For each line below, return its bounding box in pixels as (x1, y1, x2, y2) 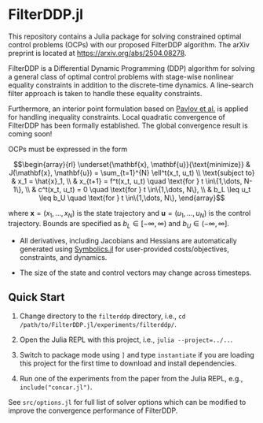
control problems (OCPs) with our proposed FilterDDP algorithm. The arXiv (8, 39, 250, 49)
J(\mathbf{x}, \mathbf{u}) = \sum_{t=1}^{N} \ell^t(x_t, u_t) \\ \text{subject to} (9, 168, 255, 177)
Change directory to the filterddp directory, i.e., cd (19, 311, 186, 321)
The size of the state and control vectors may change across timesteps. (19, 268, 252, 277)
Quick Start (8, 290, 65, 304)
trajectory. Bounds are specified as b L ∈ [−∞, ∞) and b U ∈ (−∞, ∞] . (8, 218, 230, 230)
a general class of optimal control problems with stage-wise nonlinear (8, 72, 234, 81)
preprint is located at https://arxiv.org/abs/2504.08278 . (8, 48, 187, 58)
